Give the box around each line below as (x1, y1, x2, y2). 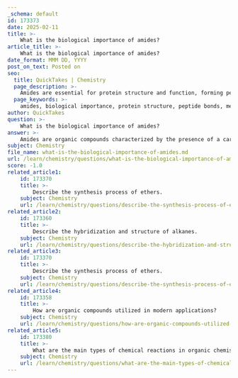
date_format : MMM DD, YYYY (7, 57, 87, 64)
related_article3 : (7, 248, 62, 255)
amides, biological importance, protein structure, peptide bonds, (20, 103, 223, 110)
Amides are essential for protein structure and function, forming (20, 89, 223, 96)
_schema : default (7, 10, 59, 18)
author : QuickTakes (7, 109, 65, 116)
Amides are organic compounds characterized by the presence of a (20, 135, 220, 143)
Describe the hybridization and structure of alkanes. (33, 228, 198, 235)
